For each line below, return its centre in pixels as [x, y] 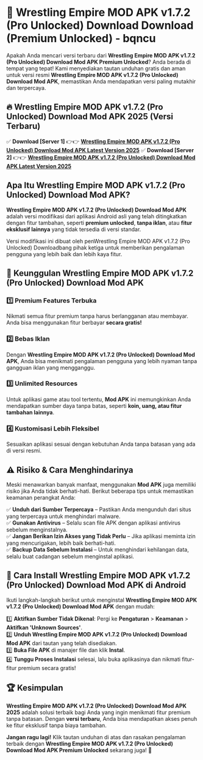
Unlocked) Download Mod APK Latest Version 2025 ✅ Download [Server [100, 150]
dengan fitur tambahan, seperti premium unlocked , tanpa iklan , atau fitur [99, 223]
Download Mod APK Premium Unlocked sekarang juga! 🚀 [79, 750]
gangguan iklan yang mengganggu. [51, 367]
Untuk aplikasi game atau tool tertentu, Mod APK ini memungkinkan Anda [98, 399]
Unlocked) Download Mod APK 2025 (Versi [90, 116]
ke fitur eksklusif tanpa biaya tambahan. [56, 725]
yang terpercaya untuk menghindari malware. [63, 516]
